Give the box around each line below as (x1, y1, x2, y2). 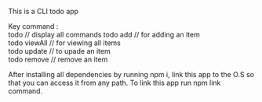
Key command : (8, 22, 59, 30)
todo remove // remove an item (8, 55, 108, 64)
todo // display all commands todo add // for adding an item (8, 30, 200, 39)
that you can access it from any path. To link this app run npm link (8, 78, 221, 87)
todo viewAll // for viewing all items (8, 38, 122, 47)
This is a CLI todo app (8, 7, 79, 16)
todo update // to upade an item (8, 47, 111, 55)
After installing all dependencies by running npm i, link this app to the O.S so (8, 70, 255, 79)
